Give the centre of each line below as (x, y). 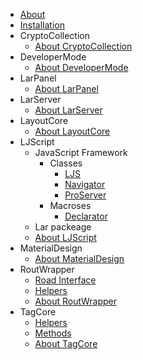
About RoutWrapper (75, 301)
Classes (66, 163)
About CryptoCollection (83, 46)
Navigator (85, 184)
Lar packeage (63, 227)
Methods (53, 333)
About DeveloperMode (81, 67)
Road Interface (65, 280)
